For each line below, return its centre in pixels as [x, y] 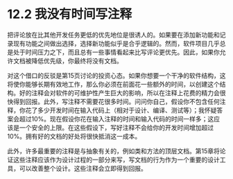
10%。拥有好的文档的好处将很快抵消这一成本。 [74, 136]
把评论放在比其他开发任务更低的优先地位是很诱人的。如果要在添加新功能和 [113, 35]
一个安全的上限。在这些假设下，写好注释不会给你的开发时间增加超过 [116, 127]
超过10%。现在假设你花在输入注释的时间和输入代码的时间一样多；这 [116, 119]
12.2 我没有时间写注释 [70, 14]
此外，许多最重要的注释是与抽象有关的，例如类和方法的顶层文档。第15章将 [113, 151]
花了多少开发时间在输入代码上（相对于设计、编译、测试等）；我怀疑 [121, 110]
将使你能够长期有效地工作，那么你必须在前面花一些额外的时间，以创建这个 [113, 84]
